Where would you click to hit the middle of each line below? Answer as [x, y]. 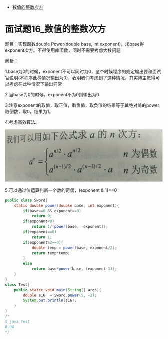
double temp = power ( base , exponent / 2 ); [74, 248]
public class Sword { [27, 200]
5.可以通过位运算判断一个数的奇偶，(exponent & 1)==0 [61, 190]
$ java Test [17, 321]
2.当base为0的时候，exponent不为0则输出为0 [52, 94]
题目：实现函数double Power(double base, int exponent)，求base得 [75, 44]
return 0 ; [42, 216]
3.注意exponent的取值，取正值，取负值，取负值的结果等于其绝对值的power [82, 105]
